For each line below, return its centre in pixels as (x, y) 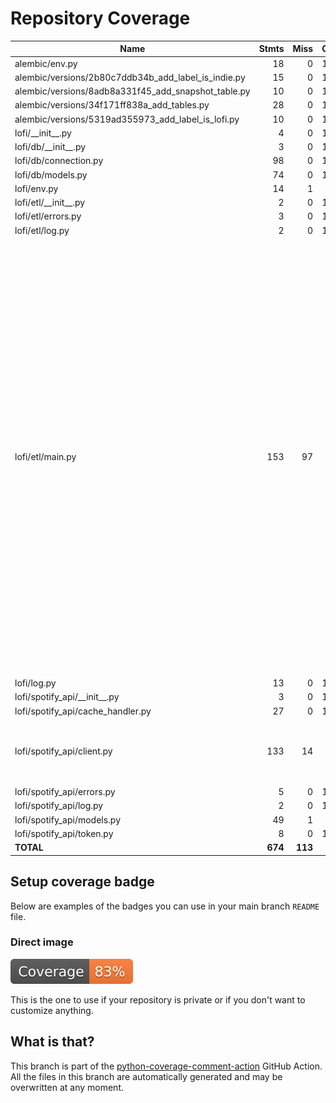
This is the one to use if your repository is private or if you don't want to (158, 999)
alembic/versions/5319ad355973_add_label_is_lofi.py (127, 119)
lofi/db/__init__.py (50, 147)
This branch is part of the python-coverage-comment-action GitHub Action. (166, 1066)
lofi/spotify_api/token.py (64, 833)
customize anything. (52, 1010)
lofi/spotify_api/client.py (63, 751)
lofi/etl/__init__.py (50, 203)
